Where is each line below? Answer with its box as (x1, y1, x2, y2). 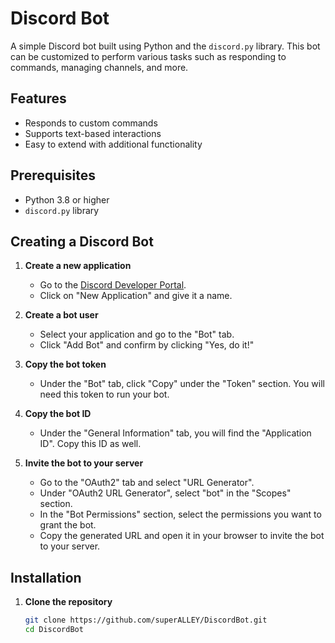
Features (10, 90, 67, 107)
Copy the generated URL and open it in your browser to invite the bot (39, 530, 325, 542)
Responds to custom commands (24, 117, 158, 129)
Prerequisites (10, 167, 96, 184)
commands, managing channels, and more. (10, 61, 189, 73)
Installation (10, 569, 82, 586)
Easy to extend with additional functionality (24, 138, 203, 150)
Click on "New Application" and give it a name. (39, 290, 233, 302)
